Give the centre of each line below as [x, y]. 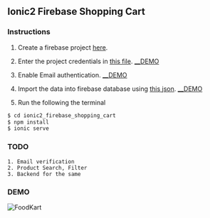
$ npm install [28, 122]
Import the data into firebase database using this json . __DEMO [110, 89]
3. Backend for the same [44, 174]
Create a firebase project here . [63, 47]
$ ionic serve [28, 129]
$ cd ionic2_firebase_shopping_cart [62, 115]
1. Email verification [41, 162]
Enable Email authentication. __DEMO [72, 75]
